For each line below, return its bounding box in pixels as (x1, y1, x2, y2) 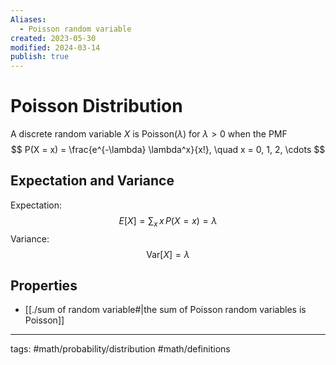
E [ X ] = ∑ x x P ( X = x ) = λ (118, 214, 218, 229)
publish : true (10, 52, 70, 62)
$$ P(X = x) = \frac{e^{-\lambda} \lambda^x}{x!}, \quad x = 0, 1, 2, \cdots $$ (10, 144, 326, 156)
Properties (10, 277, 78, 295)
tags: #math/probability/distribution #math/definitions (10, 343, 231, 355)
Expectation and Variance (10, 172, 175, 190)
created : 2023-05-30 (10, 33, 97, 43)
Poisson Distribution (10, 95, 183, 118)
